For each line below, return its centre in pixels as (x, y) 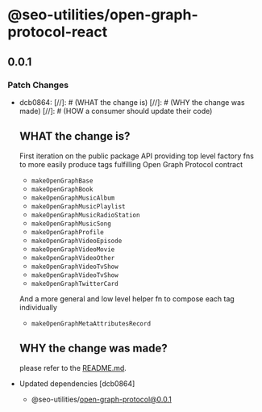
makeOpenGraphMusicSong (71, 224)
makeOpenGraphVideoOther (73, 258)
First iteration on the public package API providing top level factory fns (137, 156)
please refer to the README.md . (73, 368)
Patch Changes (38, 85)
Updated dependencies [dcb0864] (77, 383)
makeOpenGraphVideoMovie (73, 249)
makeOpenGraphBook (62, 189)
